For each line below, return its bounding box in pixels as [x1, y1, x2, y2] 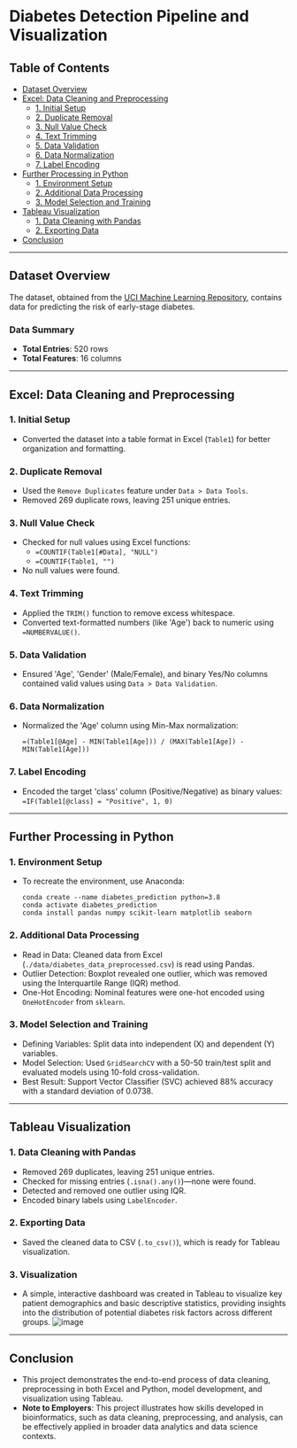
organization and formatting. [21, 443, 126, 454]
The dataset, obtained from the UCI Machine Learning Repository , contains [9, 292, 283, 302]
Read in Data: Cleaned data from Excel [21, 949, 164, 960]
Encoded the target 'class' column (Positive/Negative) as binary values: [21, 786, 283, 797]
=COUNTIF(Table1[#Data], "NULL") [34, 548, 159, 557]
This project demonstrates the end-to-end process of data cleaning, [21, 1374, 271, 1384]
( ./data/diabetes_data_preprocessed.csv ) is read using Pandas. [21, 959, 255, 969]
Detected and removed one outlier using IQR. [21, 1185, 187, 1195]
